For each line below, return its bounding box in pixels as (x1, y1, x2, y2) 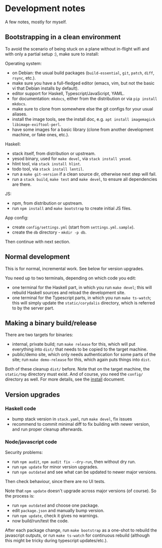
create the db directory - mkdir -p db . (12, 229, 87, 235)
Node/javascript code (5, 438, 57, 445)
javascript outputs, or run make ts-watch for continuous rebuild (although (5, 532, 150, 538)
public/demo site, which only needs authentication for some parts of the (12, 352, 156, 357)
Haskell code (5, 405, 36, 412)
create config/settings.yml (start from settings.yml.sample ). (12, 224, 135, 230)
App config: (5, 214, 29, 221)
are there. (12, 181, 32, 187)
